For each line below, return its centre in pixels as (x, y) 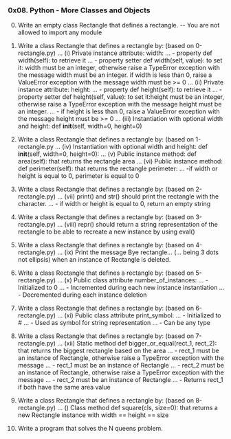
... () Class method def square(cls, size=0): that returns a (138, 408)
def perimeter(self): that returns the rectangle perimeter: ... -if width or (118, 169)
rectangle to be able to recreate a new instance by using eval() (106, 232)
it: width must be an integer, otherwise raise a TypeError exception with (119, 68)
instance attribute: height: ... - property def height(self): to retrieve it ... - (120, 90)
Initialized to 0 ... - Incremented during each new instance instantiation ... (121, 288)
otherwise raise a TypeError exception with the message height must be (120, 104)
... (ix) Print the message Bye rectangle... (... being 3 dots (138, 252)
